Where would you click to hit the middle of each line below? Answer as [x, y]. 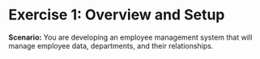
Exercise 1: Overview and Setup [117, 15]
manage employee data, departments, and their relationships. [111, 45]
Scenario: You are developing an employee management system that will [130, 37]
